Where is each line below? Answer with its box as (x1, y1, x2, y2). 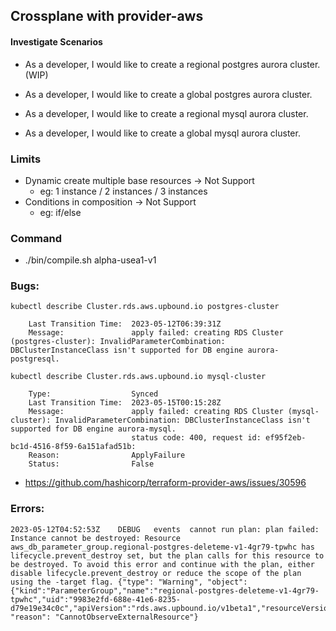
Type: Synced (28, 389, 159, 399)
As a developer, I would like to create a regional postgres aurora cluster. (24, 58, 321, 70)
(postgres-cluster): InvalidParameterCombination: (10, 337, 226, 347)
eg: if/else (39, 206, 82, 218)
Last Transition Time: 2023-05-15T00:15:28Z (28, 398, 222, 408)
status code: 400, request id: (131, 433, 262, 443)
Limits (10, 152, 42, 166)
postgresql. (10, 354, 60, 364)
